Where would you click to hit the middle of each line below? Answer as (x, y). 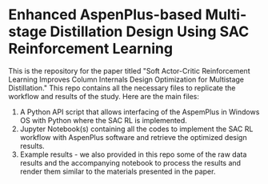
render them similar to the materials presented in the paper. (118, 171)
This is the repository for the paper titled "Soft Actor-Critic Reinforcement (129, 70)
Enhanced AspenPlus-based (105, 15)
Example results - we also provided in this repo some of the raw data (133, 154)
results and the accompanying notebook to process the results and (130, 162)
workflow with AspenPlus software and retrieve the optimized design (133, 137)
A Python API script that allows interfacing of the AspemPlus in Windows (140, 112)
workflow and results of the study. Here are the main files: (104, 96)
